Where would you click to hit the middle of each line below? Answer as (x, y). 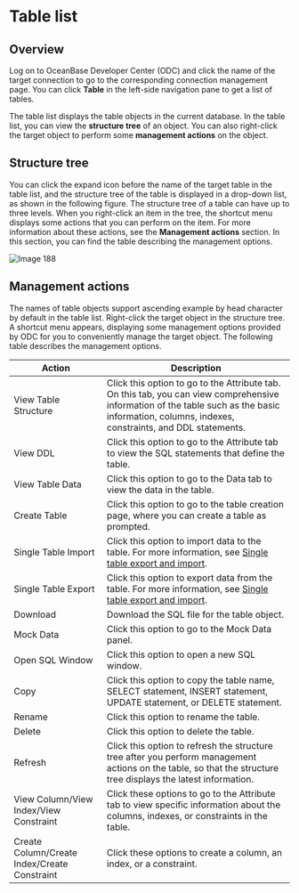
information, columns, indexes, (170, 416)
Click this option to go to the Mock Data (189, 629)
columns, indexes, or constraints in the (187, 816)
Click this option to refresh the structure (190, 745)
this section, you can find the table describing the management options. (141, 241)
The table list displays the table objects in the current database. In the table (147, 116)
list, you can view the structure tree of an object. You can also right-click (143, 126)
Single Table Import (54, 552)
